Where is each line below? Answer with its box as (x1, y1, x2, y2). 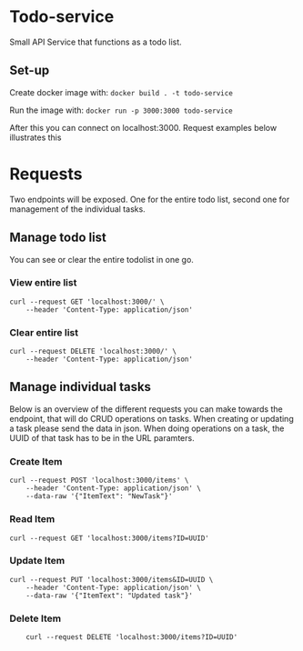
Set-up (9, 63, 50, 78)
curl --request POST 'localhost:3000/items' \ (9, 476, 189, 486)
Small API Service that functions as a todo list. (9, 36, 182, 47)
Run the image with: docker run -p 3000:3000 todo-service (9, 105, 234, 115)
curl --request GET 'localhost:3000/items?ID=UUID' (9, 534, 209, 543)
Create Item (9, 455, 63, 467)
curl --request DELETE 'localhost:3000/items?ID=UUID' (25, 633, 238, 642)
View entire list (9, 276, 77, 289)
